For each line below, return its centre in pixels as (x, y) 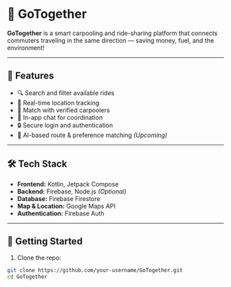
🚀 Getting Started (45, 241)
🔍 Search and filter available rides (66, 93)
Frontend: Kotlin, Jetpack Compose (68, 184)
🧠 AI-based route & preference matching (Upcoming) (92, 135)
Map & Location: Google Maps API (66, 206)
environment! (26, 47)
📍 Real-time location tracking (58, 103)
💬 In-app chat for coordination (60, 117)
